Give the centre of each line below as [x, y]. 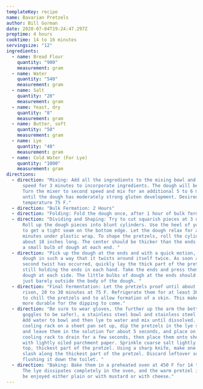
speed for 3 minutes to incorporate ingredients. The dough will [106, 186]
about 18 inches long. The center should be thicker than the [102, 242]
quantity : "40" [36, 146]
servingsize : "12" [29, 46]
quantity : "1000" [39, 163]
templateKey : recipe [32, 12]
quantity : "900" [38, 62]
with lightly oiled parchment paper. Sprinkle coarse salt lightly [109, 343]
